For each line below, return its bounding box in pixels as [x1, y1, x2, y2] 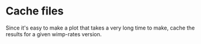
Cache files [5, 4, 64, 18]
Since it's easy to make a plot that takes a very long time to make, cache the [5, 24, 195, 31]
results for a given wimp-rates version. [5, 30, 102, 37]
